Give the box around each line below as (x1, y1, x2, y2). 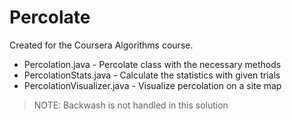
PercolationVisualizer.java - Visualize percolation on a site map (23, 79, 282, 91)
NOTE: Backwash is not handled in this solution (33, 99, 229, 111)
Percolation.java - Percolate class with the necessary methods (23, 58, 282, 70)
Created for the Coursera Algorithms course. (9, 39, 194, 51)
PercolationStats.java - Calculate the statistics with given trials (23, 69, 281, 81)
